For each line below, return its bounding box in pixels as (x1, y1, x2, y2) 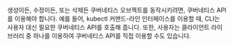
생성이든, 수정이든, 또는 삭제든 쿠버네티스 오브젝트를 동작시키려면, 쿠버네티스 (7, 6, 216, 14)
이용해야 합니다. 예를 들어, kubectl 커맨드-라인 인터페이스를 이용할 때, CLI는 (14, 14, 220, 23)
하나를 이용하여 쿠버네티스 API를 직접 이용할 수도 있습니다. (33, 32, 191, 40)
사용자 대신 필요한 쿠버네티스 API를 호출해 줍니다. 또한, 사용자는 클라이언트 (7, 23, 210, 31)
